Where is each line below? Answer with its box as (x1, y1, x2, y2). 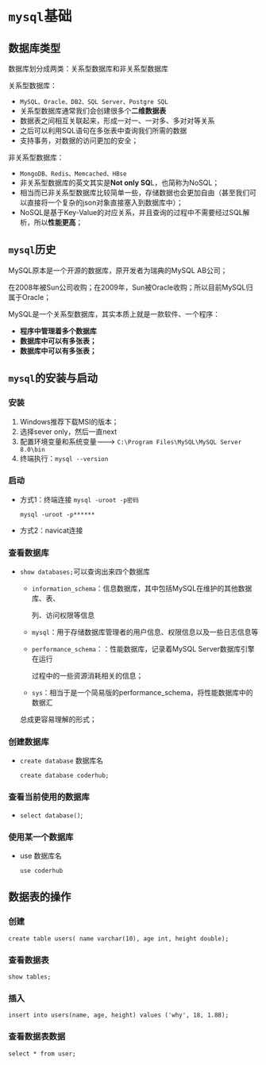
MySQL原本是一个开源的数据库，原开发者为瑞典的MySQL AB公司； (8, 265, 228, 275)
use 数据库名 (19, 851, 62, 860)
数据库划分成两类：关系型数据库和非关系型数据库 (8, 64, 168, 73)
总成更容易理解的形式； (19, 715, 97, 725)
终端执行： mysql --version (19, 453, 109, 463)
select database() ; (19, 810, 83, 820)
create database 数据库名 (19, 755, 104, 766)
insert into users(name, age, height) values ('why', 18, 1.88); (8, 1011, 229, 1020)
